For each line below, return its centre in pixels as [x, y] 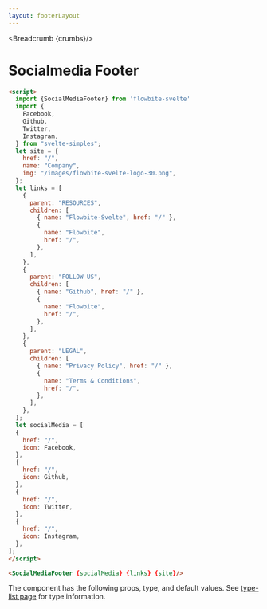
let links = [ [39, 188]
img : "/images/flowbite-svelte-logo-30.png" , [100, 173]
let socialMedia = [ [49, 425]
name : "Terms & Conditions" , [92, 381]
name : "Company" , [51, 166]
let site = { [37, 151]
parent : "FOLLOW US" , [65, 277]
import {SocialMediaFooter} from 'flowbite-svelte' [103, 99]
